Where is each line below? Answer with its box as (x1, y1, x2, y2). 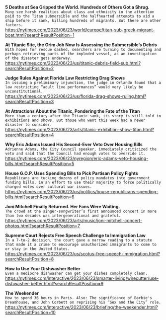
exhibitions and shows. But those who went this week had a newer (5, 118, 146, 123)
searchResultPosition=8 (5, 256, 54, 262)
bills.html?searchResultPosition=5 (5, 161, 75, 166)
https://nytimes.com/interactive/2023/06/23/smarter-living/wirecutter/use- (5, 275, 159, 281)
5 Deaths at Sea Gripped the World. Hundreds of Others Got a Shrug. (5, 4, 150, 10)
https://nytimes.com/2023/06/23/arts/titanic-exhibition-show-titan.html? (5, 127, 154, 132)
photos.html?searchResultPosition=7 (5, 223, 81, 229)
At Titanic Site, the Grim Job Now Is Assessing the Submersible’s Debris (5, 42, 158, 48)
